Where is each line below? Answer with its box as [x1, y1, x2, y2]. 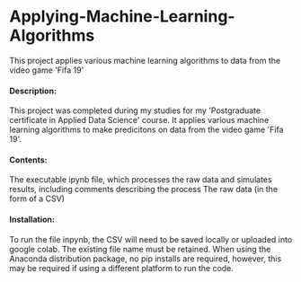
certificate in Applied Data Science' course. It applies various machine [9, 115, 270, 126]
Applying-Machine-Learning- [9, 6, 235, 27]
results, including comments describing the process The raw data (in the [9, 184, 279, 195]
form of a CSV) [9, 193, 66, 204]
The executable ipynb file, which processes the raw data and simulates [9, 174, 272, 185]
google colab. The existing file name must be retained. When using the [9, 243, 271, 254]
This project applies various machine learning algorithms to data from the [9, 55, 281, 66]
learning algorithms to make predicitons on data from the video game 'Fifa [9, 124, 284, 136]
